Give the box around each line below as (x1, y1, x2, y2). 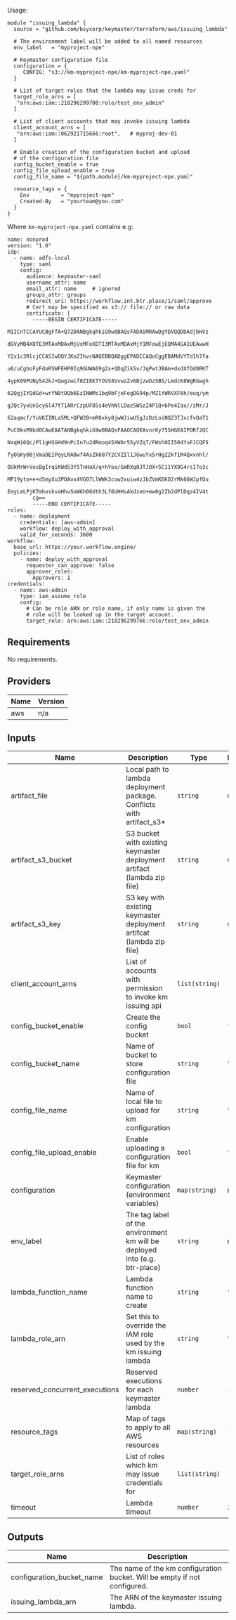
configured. (110, 1581, 148, 1591)
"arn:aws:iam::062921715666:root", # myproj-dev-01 (16, 130, 178, 137)
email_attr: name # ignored (25, 285, 121, 292)
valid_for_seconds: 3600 (20, 531, 93, 538)
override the (126, 1321, 166, 1330)
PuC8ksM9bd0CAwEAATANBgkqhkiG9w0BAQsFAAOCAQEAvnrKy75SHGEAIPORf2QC (7, 427, 209, 434)
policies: (13, 550, 42, 557)
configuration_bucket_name (11, 1572, 103, 1582)
